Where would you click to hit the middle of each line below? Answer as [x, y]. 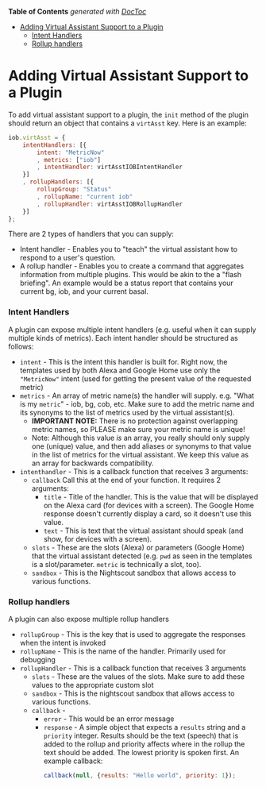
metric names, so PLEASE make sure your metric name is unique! [139, 429]
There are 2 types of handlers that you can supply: [91, 234]
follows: [21, 346]
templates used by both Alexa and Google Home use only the [120, 370]
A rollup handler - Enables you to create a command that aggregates [132, 266]
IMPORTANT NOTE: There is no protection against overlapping [135, 421]
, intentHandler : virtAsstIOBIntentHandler [110, 167]
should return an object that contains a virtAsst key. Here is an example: [128, 123]
